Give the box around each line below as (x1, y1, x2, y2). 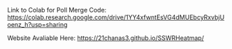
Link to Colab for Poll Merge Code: (7, 6, 107, 14)
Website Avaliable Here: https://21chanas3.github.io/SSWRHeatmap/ (7, 34, 204, 42)
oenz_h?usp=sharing (7, 21, 68, 28)
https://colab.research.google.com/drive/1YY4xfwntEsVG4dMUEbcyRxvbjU (7, 13, 225, 21)
